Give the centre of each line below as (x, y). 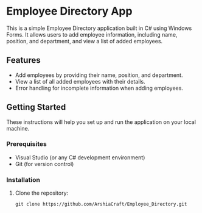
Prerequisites (26, 144)
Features (23, 60)
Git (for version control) (44, 164)
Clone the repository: (42, 193)
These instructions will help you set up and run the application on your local (101, 122)
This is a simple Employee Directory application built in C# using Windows (99, 28)
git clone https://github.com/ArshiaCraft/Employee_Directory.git (101, 204)
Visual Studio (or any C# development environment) (80, 157)
